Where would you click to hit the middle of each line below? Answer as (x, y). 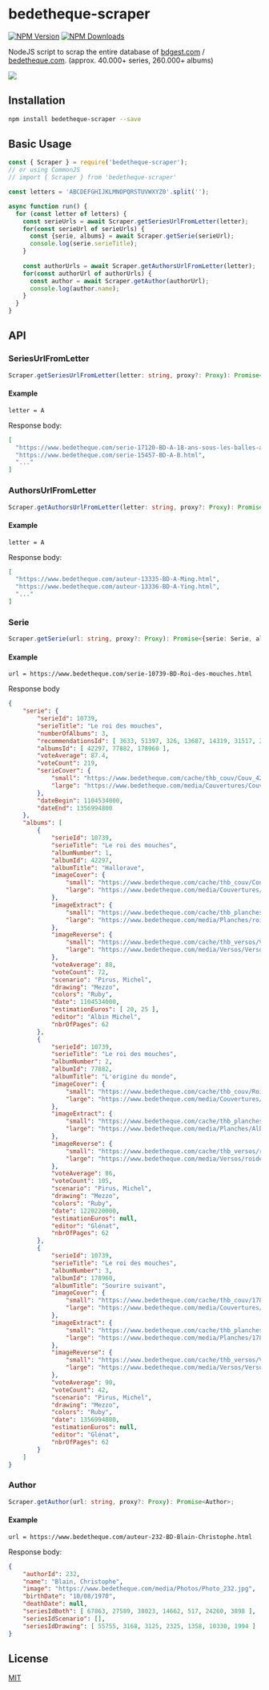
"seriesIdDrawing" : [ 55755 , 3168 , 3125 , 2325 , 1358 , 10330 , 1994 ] (139, 1626)
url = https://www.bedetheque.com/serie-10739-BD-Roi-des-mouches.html (130, 674)
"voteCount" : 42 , (80, 1390)
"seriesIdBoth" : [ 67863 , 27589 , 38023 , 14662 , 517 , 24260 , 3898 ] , (139, 1611)
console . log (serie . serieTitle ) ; (83, 244)
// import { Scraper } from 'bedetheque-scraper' (93, 177)
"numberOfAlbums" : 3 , (73, 733)
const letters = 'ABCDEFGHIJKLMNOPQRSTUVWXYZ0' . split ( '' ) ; (109, 192)
